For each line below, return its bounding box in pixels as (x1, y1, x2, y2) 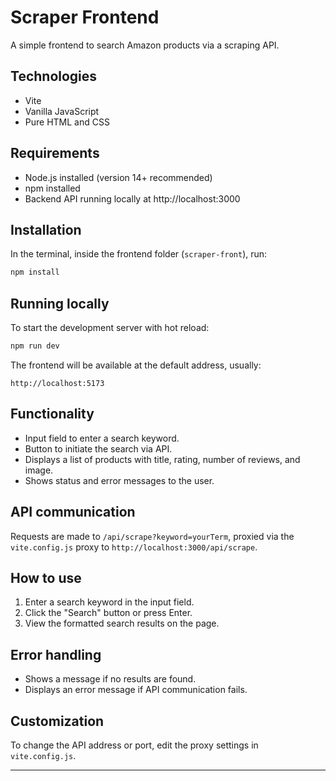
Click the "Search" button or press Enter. (24, 607, 193, 619)
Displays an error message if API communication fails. (24, 684, 248, 696)
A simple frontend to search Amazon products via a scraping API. (10, 39, 280, 51)
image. (24, 464, 54, 476)
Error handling (10, 646, 102, 663)
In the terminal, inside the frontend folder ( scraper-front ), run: (10, 248, 268, 260)
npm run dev (10, 341, 60, 351)
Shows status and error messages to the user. (24, 474, 215, 486)
